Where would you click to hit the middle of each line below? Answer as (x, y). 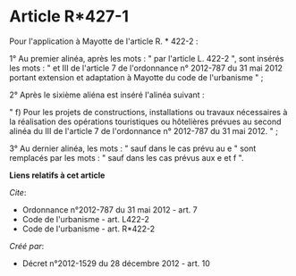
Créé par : (27, 246)
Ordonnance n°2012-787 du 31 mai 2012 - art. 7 (110, 209)
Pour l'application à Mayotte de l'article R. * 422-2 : (104, 41)
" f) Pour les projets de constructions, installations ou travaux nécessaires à (148, 112)
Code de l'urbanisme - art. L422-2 (85, 219)
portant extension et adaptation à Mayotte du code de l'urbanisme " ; (136, 77)
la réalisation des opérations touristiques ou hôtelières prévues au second (145, 121)
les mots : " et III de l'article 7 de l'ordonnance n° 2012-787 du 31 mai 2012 (146, 68)
